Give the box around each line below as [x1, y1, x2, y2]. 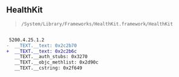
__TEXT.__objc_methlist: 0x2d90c [14, 59, 99, 65]
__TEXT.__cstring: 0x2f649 [14, 65, 83, 72]
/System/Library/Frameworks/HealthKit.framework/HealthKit [21, 21, 174, 27]
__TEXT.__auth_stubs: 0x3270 [14, 54, 88, 60]
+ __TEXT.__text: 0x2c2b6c [6, 48, 77, 54]
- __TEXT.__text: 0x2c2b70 [6, 42, 77, 49]
